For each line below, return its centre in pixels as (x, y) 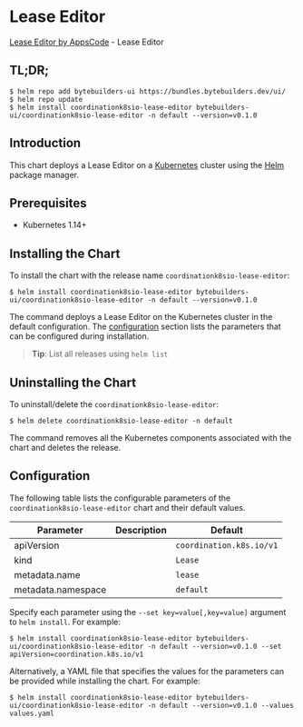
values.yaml (32, 713)
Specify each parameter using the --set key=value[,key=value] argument (148, 612)
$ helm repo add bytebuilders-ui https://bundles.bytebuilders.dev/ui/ (147, 91)
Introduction (45, 143)
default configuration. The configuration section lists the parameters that (145, 327)
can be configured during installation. (79, 336)
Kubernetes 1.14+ (55, 225)
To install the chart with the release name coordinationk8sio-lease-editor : (150, 275)
